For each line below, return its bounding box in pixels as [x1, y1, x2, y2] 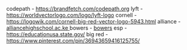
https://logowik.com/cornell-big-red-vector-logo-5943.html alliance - [6, 18, 181, 25]
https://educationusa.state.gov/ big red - [6, 31, 108, 38]
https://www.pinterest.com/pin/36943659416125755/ [6, 37, 140, 44]
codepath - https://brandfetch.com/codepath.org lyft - [6, 5, 143, 12]
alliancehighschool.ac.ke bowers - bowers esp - [6, 24, 127, 31]
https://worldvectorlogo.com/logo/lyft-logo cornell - [6, 11, 137, 19]
